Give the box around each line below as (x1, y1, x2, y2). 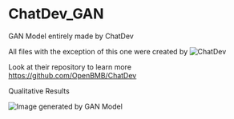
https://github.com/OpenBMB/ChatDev (8, 70, 137, 80)
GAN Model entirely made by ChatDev (8, 31, 134, 41)
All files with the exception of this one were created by (8, 46, 188, 56)
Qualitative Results (8, 85, 70, 96)
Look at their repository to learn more (8, 61, 132, 72)
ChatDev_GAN (8, 5, 104, 23)
